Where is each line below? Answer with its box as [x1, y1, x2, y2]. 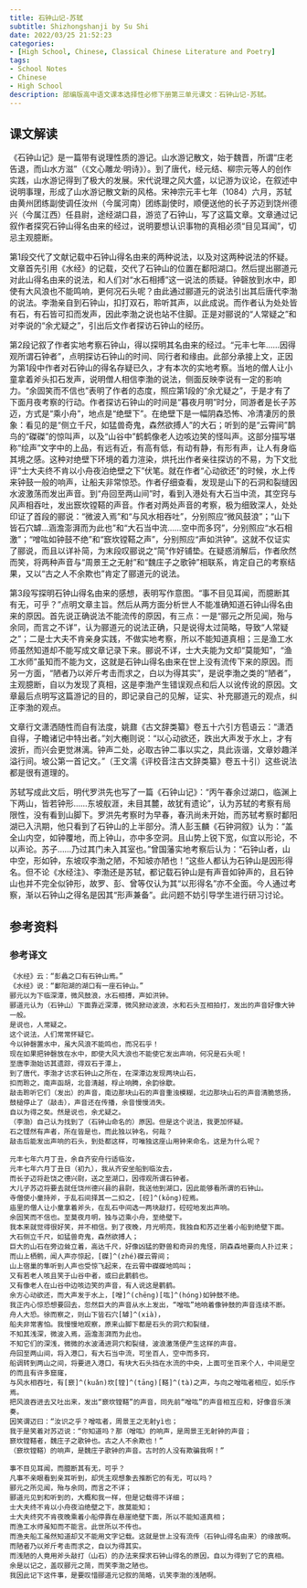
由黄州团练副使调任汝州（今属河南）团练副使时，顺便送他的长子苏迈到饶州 [9, 198, 290, 209]
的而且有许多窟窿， [9, 1368, 71, 1378]
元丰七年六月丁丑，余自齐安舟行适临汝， [9, 1154, 139, 1164]
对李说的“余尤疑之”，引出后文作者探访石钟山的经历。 [9, 320, 209, 331]
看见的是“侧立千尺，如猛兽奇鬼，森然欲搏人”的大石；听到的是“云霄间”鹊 [25, 420, 296, 431]
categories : [9, 38, 55, 48]
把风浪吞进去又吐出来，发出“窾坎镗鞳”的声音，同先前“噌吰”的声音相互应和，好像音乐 [9, 1398, 285, 1407]
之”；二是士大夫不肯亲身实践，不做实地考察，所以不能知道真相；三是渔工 [9, 633, 286, 645]
